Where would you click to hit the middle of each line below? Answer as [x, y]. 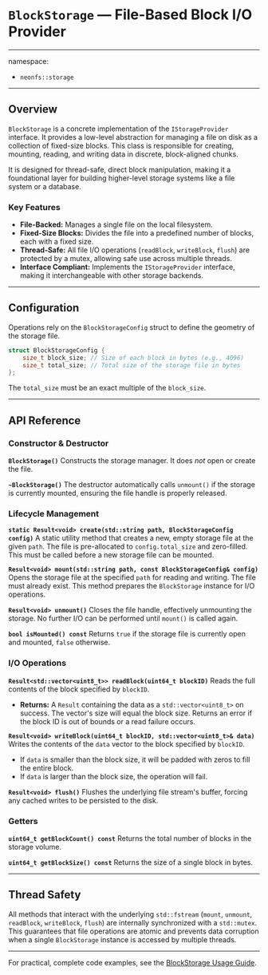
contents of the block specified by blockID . [79, 689]
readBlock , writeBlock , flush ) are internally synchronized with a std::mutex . [133, 922]
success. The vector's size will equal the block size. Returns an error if [136, 713]
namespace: [29, 61]
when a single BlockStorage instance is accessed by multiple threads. [122, 939]
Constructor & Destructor [59, 443]
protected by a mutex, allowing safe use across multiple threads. [126, 259]
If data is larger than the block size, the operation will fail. [114, 776]
